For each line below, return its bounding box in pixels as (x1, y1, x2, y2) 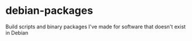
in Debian (5, 29, 29, 36)
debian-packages (5, 4, 93, 17)
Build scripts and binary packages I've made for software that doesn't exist (5, 23, 186, 30)
